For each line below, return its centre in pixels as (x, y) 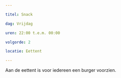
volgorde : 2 (18, 42)
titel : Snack (19, 14)
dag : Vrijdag (19, 23)
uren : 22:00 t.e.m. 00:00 (33, 33)
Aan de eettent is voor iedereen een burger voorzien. (61, 70)
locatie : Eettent (24, 51)
